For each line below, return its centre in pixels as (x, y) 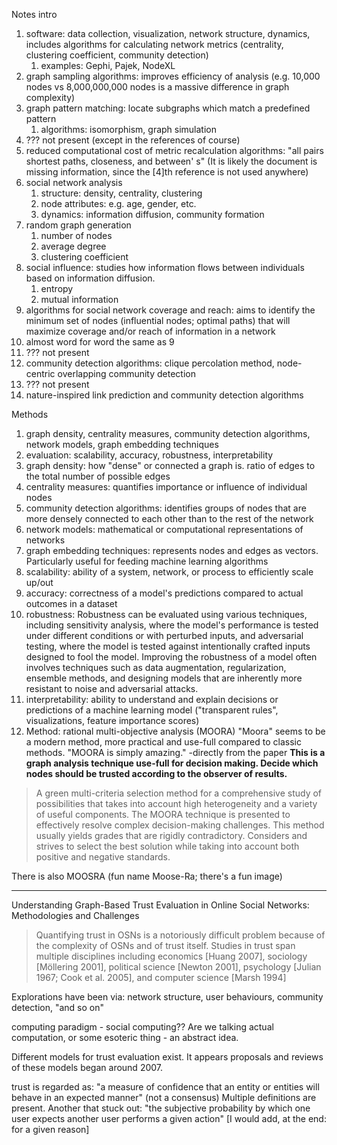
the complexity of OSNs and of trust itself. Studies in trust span (165, 945)
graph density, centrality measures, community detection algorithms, (168, 433)
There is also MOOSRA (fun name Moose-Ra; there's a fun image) (147, 876)
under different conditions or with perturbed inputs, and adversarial (164, 635)
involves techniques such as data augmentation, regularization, (156, 667)
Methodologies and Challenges (75, 915)
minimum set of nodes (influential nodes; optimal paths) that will (158, 320)
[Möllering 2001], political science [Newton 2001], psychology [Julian (178, 967)
